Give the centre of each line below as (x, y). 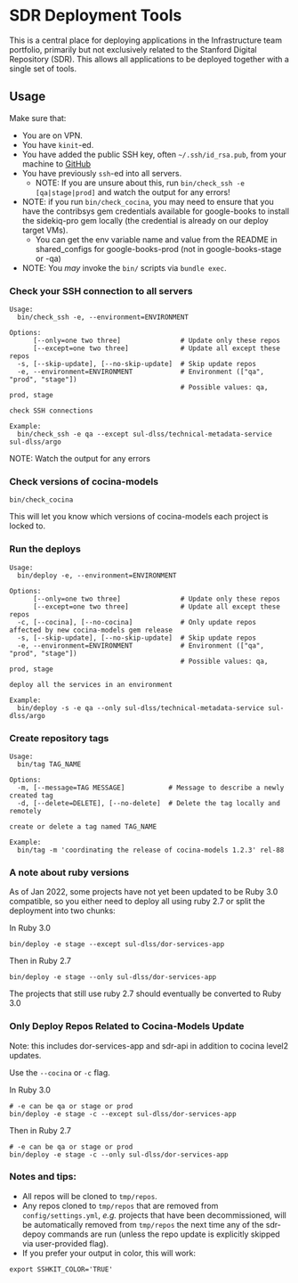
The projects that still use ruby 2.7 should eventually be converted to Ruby (145, 993)
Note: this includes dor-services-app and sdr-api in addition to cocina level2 (149, 1046)
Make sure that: (38, 118)
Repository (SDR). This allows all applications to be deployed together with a (149, 59)
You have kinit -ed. (58, 144)
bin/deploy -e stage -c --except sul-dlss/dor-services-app (123, 1114)
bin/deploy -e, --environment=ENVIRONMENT (97, 576)
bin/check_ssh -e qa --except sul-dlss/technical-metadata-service (145, 434)
